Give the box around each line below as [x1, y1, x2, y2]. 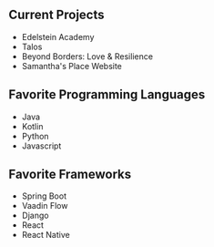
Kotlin [21, 120, 44, 131]
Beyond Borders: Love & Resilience [21, 50, 154, 62]
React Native [21, 230, 70, 241]
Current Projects [8, 7, 105, 23]
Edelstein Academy [21, 31, 95, 42]
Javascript [21, 140, 62, 151]
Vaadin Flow [21, 201, 68, 211]
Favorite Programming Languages [8, 87, 206, 103]
